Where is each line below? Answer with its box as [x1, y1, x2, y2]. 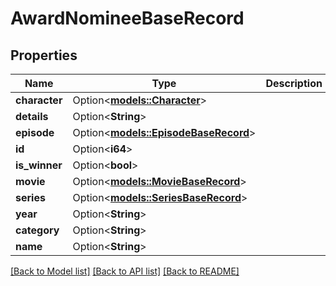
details [15, 110, 49, 123]
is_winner [15, 158, 63, 172]
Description [265, 77, 323, 90]
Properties [10, 47, 78, 64]
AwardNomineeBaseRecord [10, 7, 245, 30]
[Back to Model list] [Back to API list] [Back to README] [10, 265, 240, 277]
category [15, 223, 60, 237]
